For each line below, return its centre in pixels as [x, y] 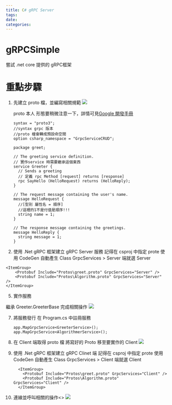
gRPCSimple [33, 50]
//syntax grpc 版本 [33, 129]
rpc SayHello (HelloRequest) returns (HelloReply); [74, 181]
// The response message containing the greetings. [69, 228]
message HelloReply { [36, 233]
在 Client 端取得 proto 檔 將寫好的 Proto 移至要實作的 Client [75, 342]
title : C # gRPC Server [30, 10]
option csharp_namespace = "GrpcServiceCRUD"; [64, 139]
